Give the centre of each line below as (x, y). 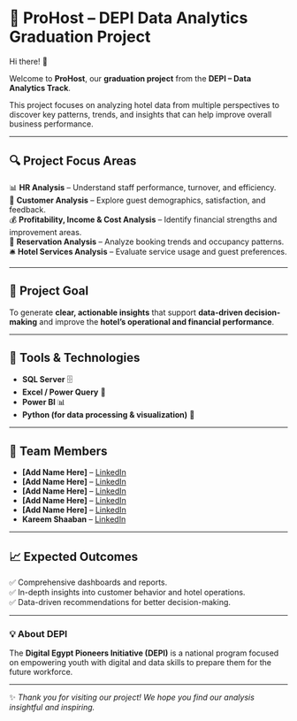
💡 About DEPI (38, 633)
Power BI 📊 (44, 403)
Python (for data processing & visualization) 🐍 (108, 415)
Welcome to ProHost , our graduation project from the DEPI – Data (130, 78)
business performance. (52, 124)
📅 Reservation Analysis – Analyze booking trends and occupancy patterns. (147, 242)
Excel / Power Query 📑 (64, 392)
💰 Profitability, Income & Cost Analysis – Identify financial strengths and (143, 219)
